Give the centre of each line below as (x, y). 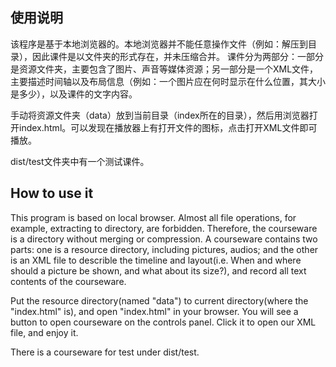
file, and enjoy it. (44, 332)
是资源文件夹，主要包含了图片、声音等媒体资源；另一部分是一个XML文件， (164, 69)
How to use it (52, 193)
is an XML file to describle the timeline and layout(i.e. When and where (156, 260)
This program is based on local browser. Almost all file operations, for (153, 217)
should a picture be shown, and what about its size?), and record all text (158, 270)
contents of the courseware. (68, 281)
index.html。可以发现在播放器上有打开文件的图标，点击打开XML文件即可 (168, 127)
